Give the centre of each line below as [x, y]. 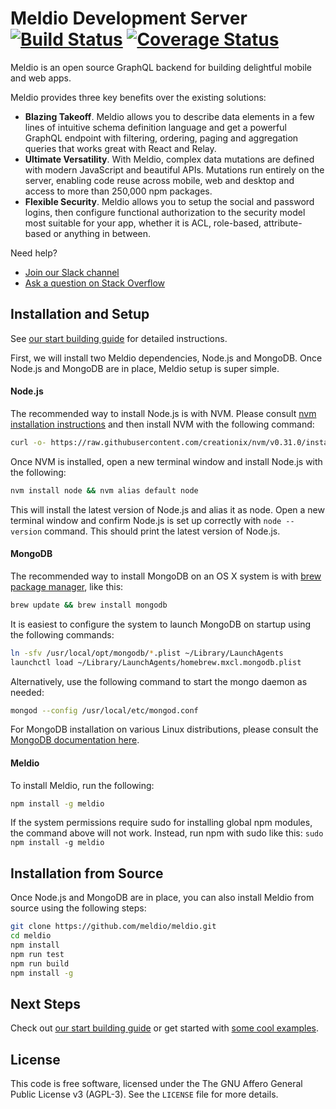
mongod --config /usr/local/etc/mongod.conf [104, 710]
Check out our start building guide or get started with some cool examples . [165, 1028]
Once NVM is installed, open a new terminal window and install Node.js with [166, 461]
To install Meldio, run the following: [82, 785]
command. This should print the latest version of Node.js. [162, 531]
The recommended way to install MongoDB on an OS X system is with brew [166, 576]
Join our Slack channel [72, 272]
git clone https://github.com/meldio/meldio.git [113, 927]
